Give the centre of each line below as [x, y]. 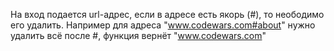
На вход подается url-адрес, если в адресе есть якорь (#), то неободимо [167, 14]
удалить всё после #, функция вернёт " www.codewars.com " [138, 35]
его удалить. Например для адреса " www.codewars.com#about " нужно [163, 25]
